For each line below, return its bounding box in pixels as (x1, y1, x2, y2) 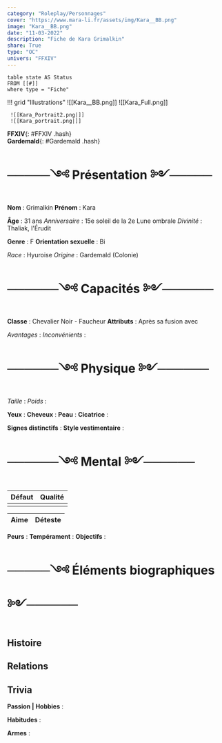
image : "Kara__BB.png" (7, 23, 72, 30)
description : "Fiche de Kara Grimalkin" (7, 36, 125, 43)
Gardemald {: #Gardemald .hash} (7, 137, 101, 145)
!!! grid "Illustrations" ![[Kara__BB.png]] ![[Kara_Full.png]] (7, 98, 168, 106)
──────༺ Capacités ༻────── (7, 281, 214, 297)
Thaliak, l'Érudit (7, 224, 52, 232)
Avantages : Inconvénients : (7, 330, 86, 339)
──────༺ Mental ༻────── (7, 453, 195, 469)
